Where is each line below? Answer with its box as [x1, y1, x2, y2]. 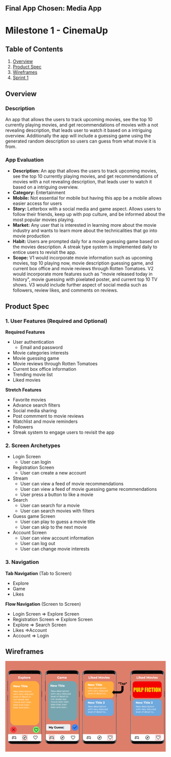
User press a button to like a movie [20, 491, 94, 498]
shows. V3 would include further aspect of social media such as [12, 282, 148, 288]
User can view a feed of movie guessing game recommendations [20, 486, 157, 492]
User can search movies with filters [20, 508, 95, 514]
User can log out [20, 540, 55, 547]
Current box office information [12, 366, 76, 372]
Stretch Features [5, 387, 42, 393]
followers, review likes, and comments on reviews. [12, 287, 119, 293]
